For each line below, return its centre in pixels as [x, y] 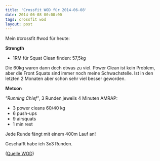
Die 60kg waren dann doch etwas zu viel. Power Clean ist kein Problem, [80, 68]
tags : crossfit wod [26, 19]
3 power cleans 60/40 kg [39, 108]
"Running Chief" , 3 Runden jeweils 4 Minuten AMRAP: [62, 98]
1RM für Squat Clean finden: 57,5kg [49, 58]
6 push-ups [25, 113]
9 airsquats [24, 119]
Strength [15, 48]
